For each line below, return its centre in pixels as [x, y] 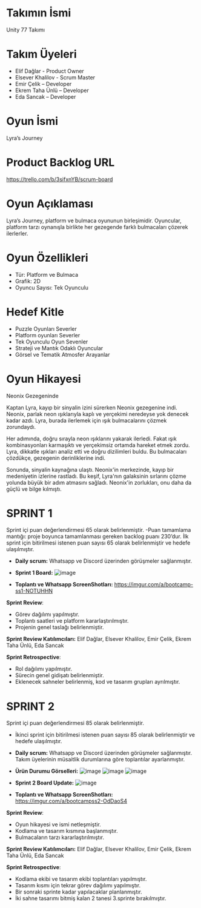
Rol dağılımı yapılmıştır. [44, 669]
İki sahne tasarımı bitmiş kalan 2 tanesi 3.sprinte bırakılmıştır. [91, 898]
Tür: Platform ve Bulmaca [47, 274]
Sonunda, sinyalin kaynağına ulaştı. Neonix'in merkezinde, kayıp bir [90, 469]
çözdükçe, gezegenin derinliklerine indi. [56, 458]
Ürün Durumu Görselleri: [47, 771]
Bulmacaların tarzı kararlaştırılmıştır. [60, 837]
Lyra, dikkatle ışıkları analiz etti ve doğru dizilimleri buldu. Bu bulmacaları [97, 451]
